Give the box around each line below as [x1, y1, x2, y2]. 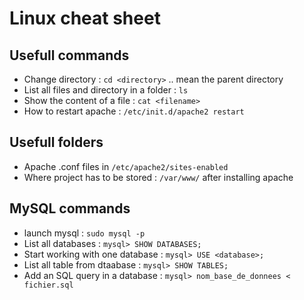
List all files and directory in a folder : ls [23, 84, 189, 96]
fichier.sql [23, 280, 74, 290]
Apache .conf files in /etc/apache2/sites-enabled [23, 160, 229, 172]
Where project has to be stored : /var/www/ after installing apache [23, 171, 294, 183]
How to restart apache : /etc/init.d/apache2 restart [23, 105, 245, 117]
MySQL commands [9, 200, 131, 217]
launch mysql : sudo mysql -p [23, 227, 146, 239]
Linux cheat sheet [9, 7, 161, 30]
